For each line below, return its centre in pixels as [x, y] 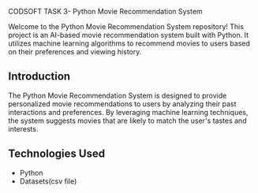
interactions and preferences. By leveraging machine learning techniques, [128, 112]
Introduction [39, 77]
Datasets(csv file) [48, 181]
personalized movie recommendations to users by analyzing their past [122, 104]
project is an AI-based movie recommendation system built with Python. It [129, 35]
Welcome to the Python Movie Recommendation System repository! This [126, 26]
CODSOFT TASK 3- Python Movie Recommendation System [105, 11]
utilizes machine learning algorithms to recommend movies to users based [129, 43]
